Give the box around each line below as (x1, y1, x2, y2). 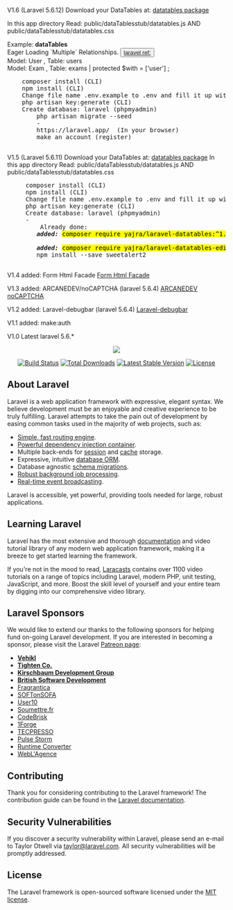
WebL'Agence (17, 750, 58, 758)
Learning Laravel (7, 518, 82, 530)
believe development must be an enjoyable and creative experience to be (7, 405, 217, 413)
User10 (17, 698, 38, 706)
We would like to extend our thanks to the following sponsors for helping (7, 626, 214, 634)
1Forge (17, 720, 37, 729)
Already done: (40, 223, 88, 231)
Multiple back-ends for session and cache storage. (17, 448, 163, 456)
